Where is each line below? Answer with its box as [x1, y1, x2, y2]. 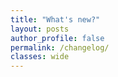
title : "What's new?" [10, 14, 101, 25]
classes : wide [10, 52, 70, 62]
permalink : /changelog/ [10, 42, 110, 53]
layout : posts [10, 24, 70, 34]
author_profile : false [10, 33, 105, 43]
